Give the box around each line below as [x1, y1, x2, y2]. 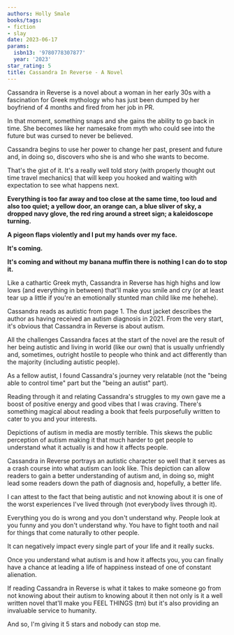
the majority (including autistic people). [7, 358, 120, 366]
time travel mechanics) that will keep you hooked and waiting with [7, 173, 197, 182]
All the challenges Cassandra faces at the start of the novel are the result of [7, 335, 225, 344]
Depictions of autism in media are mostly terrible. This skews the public [7, 428, 213, 436]
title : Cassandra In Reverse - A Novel [7, 69, 124, 76]
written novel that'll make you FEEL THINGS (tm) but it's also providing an [7, 599, 219, 607]
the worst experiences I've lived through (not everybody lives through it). [7, 500, 217, 508]
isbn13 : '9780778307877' [13, 50, 86, 57]
